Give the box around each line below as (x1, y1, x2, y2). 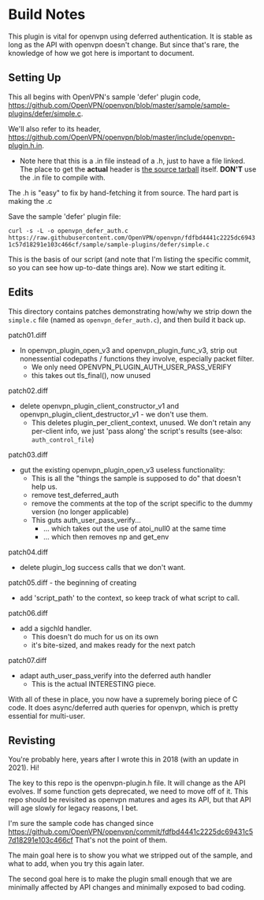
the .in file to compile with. (19, 172, 106, 182)
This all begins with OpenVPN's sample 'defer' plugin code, (8, 92, 201, 102)
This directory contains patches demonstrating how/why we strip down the (8, 306, 252, 316)
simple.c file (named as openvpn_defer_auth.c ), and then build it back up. (8, 315, 246, 324)
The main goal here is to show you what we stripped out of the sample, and (8, 850, 253, 860)
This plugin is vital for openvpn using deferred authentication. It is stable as (8, 31, 253, 41)
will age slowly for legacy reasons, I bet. (8, 803, 139, 813)
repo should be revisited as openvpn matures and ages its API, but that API (8, 795, 251, 805)
